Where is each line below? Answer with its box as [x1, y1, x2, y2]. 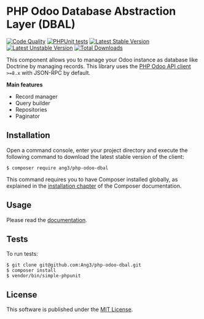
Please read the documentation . [6, 216, 87, 223]
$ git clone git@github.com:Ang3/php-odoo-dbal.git [6, 262, 141, 268]
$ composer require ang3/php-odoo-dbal [6, 164, 109, 171]
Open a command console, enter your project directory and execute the [6, 146, 188, 154]
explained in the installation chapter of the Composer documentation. [6, 182, 182, 190]
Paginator [15, 112, 40, 120]
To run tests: [6, 250, 38, 258]
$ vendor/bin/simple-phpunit [6, 273, 81, 279]
